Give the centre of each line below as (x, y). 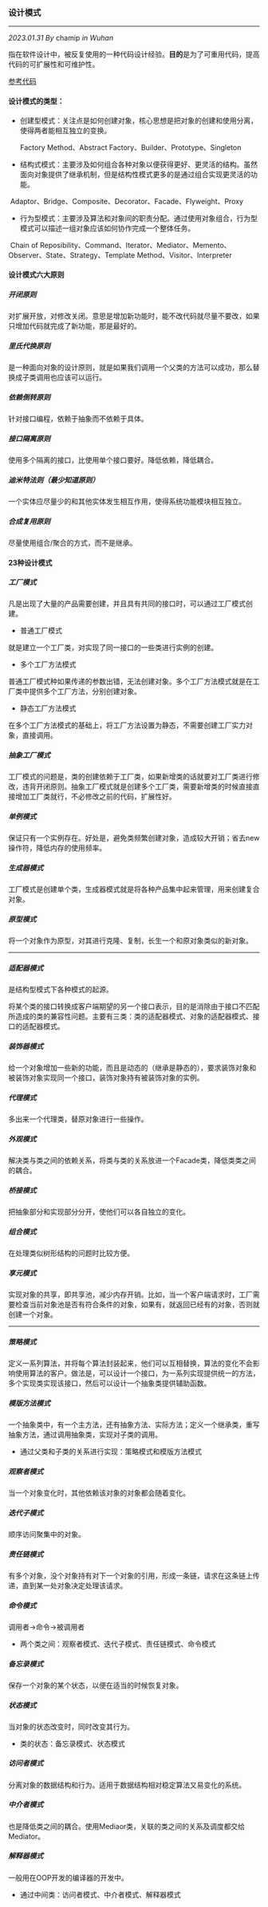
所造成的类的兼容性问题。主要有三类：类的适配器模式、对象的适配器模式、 (130, 1017)
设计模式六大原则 (36, 275)
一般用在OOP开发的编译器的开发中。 (69, 1877)
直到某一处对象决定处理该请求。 (75, 1586)
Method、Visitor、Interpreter (185, 255)
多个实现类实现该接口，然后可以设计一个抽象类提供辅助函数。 (110, 1383)
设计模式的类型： (36, 100)
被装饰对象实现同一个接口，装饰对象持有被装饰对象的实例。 (106, 1078)
